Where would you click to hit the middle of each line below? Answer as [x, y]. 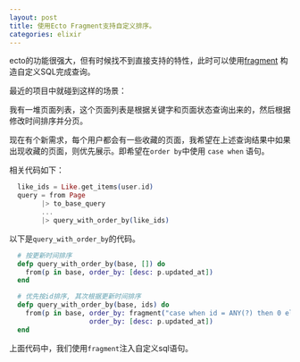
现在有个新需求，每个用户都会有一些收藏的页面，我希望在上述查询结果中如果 [150, 140]
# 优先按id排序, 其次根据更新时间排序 [79, 297]
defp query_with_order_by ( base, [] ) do [92, 264]
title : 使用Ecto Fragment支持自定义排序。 [83, 26]
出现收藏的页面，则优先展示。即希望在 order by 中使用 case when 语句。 [139, 151]
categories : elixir [46, 34]
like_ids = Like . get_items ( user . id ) [85, 187]
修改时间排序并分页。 [48, 121]
